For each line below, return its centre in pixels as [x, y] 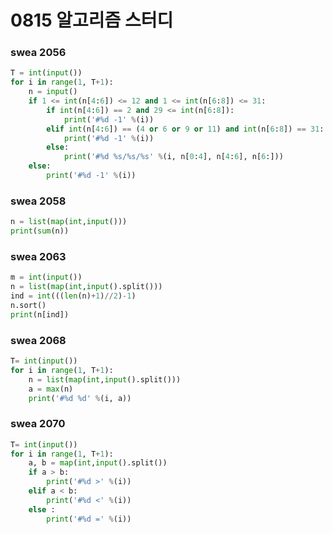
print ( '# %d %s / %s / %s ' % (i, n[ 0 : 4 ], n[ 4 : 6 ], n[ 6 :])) [173, 157]
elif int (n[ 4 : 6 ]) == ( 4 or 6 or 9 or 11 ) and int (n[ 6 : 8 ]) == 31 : [185, 129]
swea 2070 [38, 424]
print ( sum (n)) [40, 231]
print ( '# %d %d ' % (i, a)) [80, 398]
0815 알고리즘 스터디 [92, 20]
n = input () [53, 92]
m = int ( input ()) [46, 277]
